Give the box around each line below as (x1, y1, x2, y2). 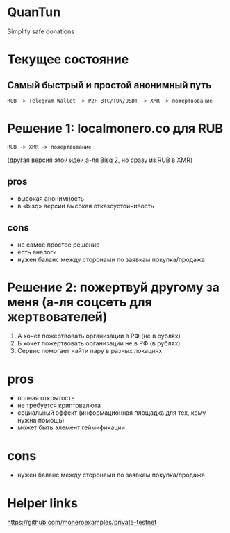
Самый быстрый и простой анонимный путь (7, 79, 212, 91)
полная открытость (17, 394, 75, 402)
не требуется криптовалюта (17, 401, 101, 410)
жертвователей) (7, 309, 108, 325)
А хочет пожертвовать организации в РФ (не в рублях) (17, 331, 181, 341)
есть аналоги (17, 247, 57, 256)
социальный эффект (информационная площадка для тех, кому (17, 409, 206, 417)
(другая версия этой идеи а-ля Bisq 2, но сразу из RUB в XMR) (7, 156, 193, 164)
